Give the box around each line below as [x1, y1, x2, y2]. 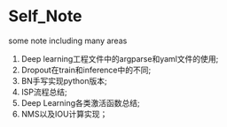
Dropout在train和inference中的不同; [20, 64, 152, 75]
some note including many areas [8, 35, 128, 46]
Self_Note [8, 6, 82, 26]
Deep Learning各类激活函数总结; [20, 97, 141, 108]
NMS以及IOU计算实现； [20, 108, 108, 119]
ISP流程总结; [20, 86, 67, 97]
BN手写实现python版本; [20, 75, 107, 86]
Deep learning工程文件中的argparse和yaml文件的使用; [20, 53, 219, 63]
